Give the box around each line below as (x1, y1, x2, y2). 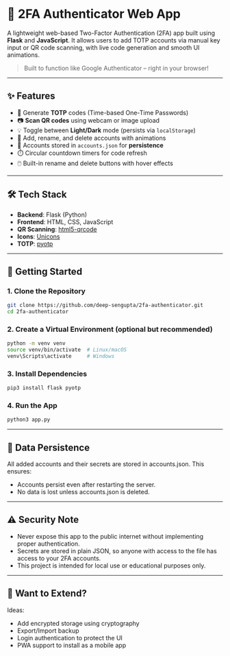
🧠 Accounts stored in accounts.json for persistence (16, 141, 164, 149)
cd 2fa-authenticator (7, 308, 69, 315)
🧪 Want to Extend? (7, 587, 87, 599)
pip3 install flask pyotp (7, 385, 81, 391)
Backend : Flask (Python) (16, 210, 88, 219)
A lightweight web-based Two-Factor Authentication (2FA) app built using (7, 29, 216, 37)
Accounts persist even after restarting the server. (16, 481, 156, 489)
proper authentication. (16, 539, 80, 548)
